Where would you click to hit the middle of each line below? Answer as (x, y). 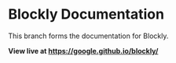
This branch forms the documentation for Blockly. (88, 36)
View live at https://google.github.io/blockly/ (83, 51)
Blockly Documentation (86, 14)
